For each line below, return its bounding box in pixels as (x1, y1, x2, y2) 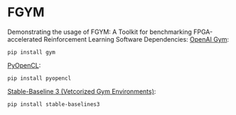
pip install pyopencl (7, 75, 72, 82)
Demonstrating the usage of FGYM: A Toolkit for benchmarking (7, 28, 192, 36)
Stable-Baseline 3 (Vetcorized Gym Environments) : (7, 87, 156, 95)
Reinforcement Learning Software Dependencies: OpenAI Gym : (43, 35, 230, 43)
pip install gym (7, 49, 55, 56)
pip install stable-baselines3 (7, 100, 100, 108)
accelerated (7, 35, 43, 43)
